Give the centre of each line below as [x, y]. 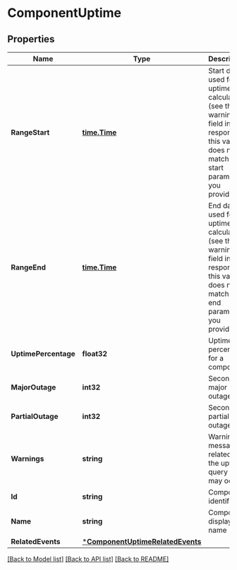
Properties [31, 39]
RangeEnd [29, 267]
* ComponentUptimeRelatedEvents [142, 541]
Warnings [28, 459]
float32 [95, 354]
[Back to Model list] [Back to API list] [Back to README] [88, 559]
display [220, 521]
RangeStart [30, 132]
